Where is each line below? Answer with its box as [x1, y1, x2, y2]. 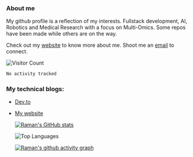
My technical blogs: [6, 85, 65, 93]
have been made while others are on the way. [6, 30, 117, 37]
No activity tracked [6, 71, 57, 77]
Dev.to [14, 98, 31, 105]
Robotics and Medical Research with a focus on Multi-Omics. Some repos [6, 24, 186, 31]
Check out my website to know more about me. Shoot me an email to [6, 41, 175, 49]
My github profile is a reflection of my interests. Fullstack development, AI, [6, 18, 188, 25]
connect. [6, 48, 28, 55]
